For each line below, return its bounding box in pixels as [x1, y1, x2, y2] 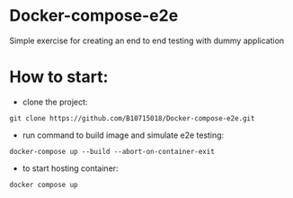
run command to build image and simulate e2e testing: [22, 130, 225, 140]
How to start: [9, 67, 109, 87]
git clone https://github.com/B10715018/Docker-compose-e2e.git [9, 113, 255, 122]
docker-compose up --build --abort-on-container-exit [9, 147, 216, 156]
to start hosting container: [22, 163, 119, 174]
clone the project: [22, 96, 88, 107]
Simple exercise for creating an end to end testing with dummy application [9, 35, 285, 46]
